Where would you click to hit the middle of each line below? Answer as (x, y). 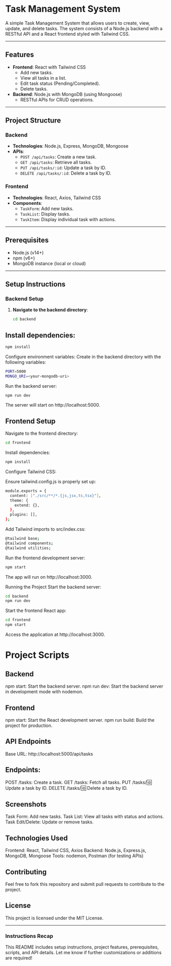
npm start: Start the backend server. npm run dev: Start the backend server (84, 686)
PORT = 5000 (16, 371)
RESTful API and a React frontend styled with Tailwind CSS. (68, 34)
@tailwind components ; (29, 543)
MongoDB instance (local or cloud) (49, 263)
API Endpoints (28, 741)
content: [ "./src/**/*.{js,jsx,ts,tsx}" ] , (55, 496)
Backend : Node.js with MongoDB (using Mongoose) (67, 94)
